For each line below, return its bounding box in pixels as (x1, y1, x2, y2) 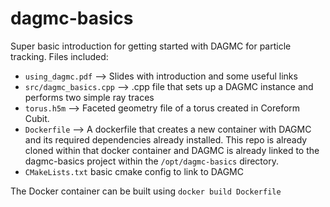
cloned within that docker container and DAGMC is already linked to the (24, 144, 320, 156)
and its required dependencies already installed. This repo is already (24, 133, 308, 146)
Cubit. (24, 112, 50, 124)
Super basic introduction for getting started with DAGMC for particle (10, 40, 292, 52)
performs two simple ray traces (24, 91, 155, 103)
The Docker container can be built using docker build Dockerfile (10, 185, 282, 197)
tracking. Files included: (10, 50, 109, 62)
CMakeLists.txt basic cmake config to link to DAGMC (24, 165, 244, 177)
